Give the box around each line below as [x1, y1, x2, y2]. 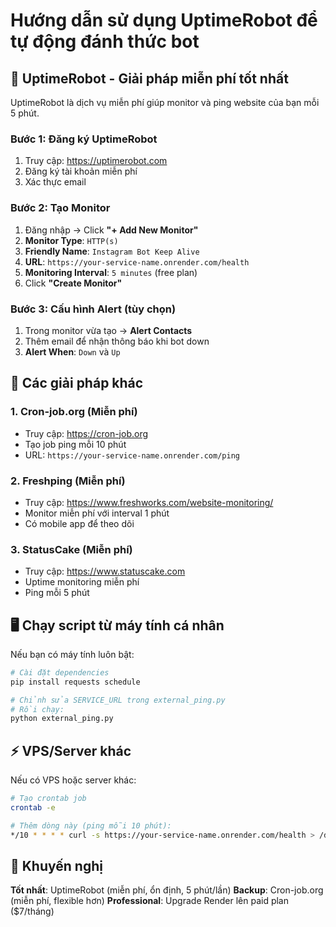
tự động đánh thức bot [10, 30, 200, 53]
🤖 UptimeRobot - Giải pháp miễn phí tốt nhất [10, 70, 289, 87]
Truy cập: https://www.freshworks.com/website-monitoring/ [24, 496, 274, 508]
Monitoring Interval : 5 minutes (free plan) [24, 266, 198, 278]
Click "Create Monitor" [24, 277, 123, 289]
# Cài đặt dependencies [10, 667, 110, 678]
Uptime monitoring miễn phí [24, 576, 140, 588]
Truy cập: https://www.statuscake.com [24, 565, 186, 578]
